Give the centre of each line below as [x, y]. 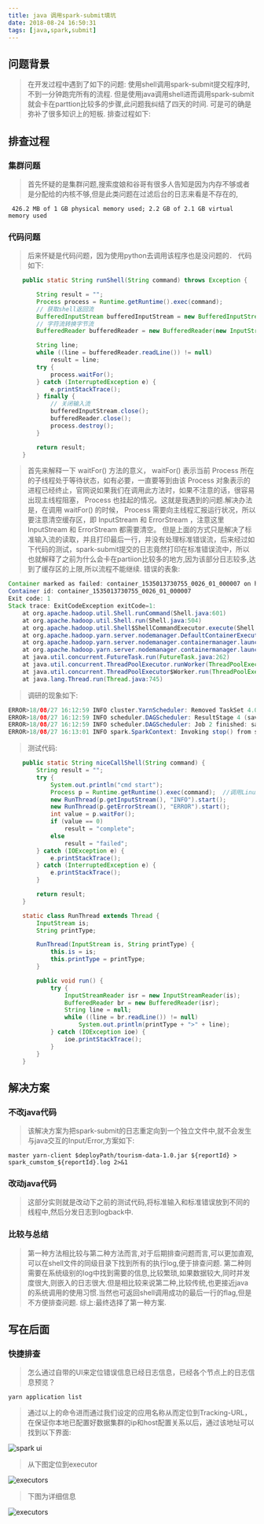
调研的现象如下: [53, 695]
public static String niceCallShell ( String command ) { [114, 763]
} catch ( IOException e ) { [81, 851]
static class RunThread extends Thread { [91, 916]
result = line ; [75, 360]
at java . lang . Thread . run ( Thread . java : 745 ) [93, 679]
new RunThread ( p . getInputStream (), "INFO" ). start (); [138, 800]
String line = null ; [98, 1010]
